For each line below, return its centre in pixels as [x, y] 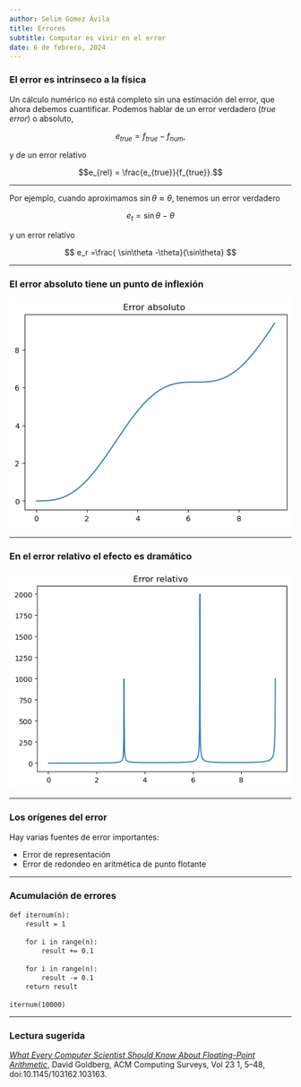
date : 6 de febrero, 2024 [57, 47]
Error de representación [66, 854]
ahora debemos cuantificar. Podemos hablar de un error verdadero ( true [142, 108]
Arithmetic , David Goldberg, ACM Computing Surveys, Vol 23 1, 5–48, [138, 1065]
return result [52, 987]
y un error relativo [42, 235]
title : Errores [38, 28]
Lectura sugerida [47, 1035]
